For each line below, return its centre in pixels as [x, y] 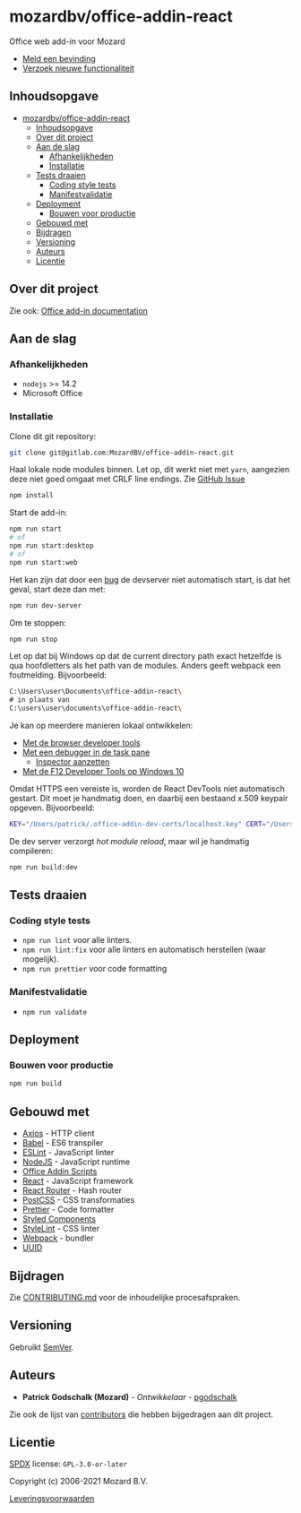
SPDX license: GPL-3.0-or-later [69, 1464]
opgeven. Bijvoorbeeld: [52, 808]
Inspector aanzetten [73, 762]
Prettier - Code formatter [68, 1210]
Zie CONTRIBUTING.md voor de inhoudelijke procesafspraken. [125, 1297]
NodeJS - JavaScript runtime [76, 1162]
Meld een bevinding [59, 58]
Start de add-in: [39, 513]
